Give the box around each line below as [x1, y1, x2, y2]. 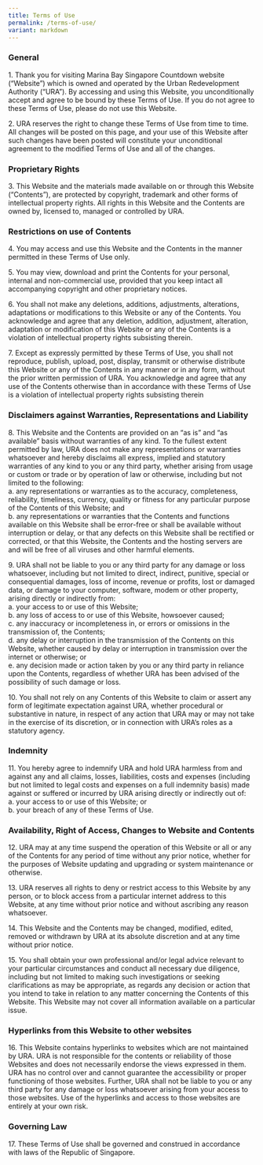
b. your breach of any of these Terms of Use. [8, 804, 154, 815]
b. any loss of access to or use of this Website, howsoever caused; [8, 610, 225, 619]
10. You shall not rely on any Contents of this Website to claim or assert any [8, 692, 252, 701]
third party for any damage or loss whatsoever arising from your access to [8, 1085, 249, 1094]
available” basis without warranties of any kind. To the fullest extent [8, 436, 227, 446]
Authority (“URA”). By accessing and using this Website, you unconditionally [8, 87, 254, 96]
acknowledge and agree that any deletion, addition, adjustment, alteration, [8, 316, 249, 326]
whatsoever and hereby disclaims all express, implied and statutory [8, 453, 226, 462]
